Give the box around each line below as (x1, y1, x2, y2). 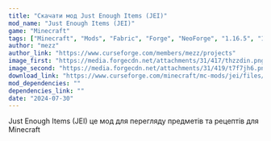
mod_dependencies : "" (8, 79, 81, 87)
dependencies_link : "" (8, 86, 85, 95)
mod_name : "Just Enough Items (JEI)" (8, 19, 135, 27)
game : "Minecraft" (8, 27, 70, 35)
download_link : (8, 72, 60, 80)
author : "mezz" (8, 42, 60, 50)
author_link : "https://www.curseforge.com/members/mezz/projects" (8, 49, 236, 57)
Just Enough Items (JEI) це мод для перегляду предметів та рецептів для (8, 116, 260, 126)
